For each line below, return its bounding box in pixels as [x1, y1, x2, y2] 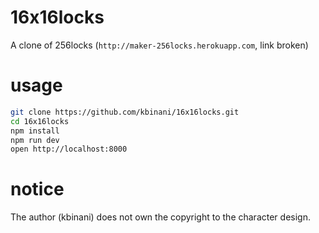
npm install [10, 126, 60, 136]
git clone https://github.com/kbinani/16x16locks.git [10, 107, 240, 117]
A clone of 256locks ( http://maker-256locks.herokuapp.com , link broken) [10, 39, 309, 51]
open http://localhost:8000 [10, 144, 128, 155]
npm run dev [10, 135, 60, 145]
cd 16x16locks [10, 116, 70, 126]
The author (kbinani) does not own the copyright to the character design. [10, 211, 311, 223]
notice [10, 178, 65, 201]
